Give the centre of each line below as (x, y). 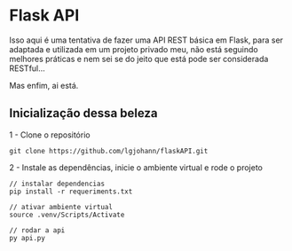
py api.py (28, 238)
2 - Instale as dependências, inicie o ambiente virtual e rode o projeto (136, 167)
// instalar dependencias (57, 184)
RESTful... (28, 68)
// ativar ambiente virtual (61, 207)
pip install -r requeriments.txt (71, 192)
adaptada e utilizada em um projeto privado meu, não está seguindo (134, 49)
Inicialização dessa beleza (83, 113)
